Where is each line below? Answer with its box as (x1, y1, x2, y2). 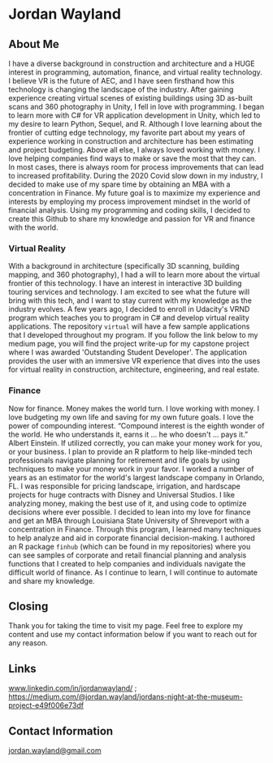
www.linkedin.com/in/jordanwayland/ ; (8, 683, 137, 693)
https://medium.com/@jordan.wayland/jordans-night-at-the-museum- (8, 692, 244, 702)
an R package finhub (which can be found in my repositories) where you (8, 541, 251, 551)
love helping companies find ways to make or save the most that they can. (8, 153, 258, 163)
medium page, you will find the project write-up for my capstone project (8, 338, 249, 349)
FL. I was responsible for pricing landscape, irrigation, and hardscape (8, 481, 241, 491)
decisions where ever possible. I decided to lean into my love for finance (8, 507, 251, 516)
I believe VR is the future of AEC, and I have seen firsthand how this (8, 76, 235, 85)
